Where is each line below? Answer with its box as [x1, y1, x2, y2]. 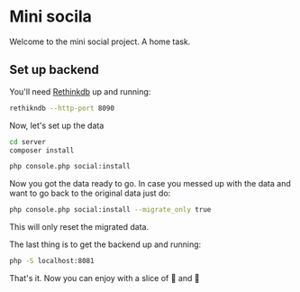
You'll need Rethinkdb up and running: [9, 86, 151, 96]
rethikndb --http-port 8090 [9, 104, 115, 113]
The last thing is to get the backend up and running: [9, 239, 202, 250]
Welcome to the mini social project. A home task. [9, 36, 191, 47]
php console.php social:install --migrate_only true [9, 205, 212, 214]
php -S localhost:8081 [9, 257, 95, 266]
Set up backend [9, 62, 99, 78]
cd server [9, 137, 47, 146]
